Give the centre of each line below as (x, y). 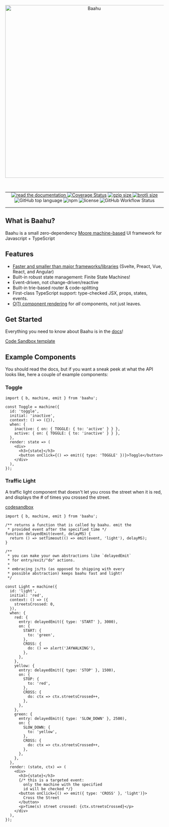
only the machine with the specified (63, 784)
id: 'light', (23, 591)
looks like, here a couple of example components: (57, 375)
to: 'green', (41, 635)
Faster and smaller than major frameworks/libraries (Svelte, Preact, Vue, (87, 266)
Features (19, 254)
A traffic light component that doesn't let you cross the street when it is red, (83, 492)
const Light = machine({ (31, 586)
